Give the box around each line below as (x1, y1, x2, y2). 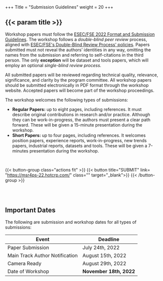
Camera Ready (7, 260, 41, 267)
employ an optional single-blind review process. (5, 62, 102, 68)
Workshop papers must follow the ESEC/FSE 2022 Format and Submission (5, 31, 155, 37)
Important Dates (5, 206, 56, 215)
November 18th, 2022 (82, 268, 135, 275)
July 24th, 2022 (82, 244, 120, 251)
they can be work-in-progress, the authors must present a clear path (12, 117, 150, 123)
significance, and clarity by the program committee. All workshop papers (5, 77, 152, 83)
